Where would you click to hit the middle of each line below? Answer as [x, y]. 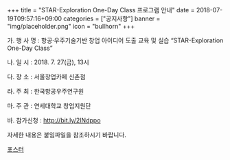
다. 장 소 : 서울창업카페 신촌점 [46, 77]
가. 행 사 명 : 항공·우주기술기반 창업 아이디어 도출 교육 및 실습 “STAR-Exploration [115, 40]
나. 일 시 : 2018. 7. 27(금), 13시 [48, 62]
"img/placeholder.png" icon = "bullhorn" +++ [71, 26]
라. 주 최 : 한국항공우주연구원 [46, 91]
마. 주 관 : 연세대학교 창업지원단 [49, 106]
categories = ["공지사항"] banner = [112, 18]
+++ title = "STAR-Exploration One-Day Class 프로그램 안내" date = [101, 10]
